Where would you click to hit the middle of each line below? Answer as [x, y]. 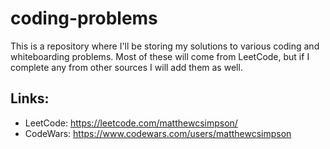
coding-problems [84, 18]
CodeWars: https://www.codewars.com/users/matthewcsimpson [158, 133]
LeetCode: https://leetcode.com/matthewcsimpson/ [131, 123]
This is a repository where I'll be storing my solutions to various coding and [165, 46]
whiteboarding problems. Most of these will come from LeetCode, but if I [160, 56]
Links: [30, 98]
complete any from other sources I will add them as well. [126, 67]
